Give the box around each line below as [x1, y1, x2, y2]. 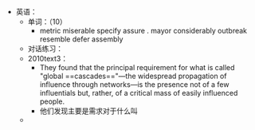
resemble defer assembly [39, 34, 124, 44]
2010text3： [27, 54, 69, 63]
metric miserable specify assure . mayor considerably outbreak [39, 26, 248, 35]
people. [39, 97, 65, 106]
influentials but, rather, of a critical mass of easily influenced [39, 89, 238, 97]
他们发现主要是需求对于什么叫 [39, 106, 138, 116]
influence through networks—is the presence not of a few [39, 80, 229, 89]
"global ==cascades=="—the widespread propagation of [39, 71, 227, 81]
